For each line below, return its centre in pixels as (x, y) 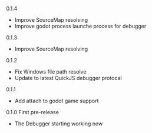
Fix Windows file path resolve (50, 72)
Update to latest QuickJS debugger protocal (68, 78)
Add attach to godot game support (57, 101)
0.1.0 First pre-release (32, 112)
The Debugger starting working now (59, 124)
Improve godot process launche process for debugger (80, 26)
